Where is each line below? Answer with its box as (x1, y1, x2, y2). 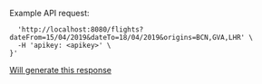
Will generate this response (9, 65, 112, 75)
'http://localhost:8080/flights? (17, 25, 144, 34)
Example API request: (9, 8, 90, 18)
